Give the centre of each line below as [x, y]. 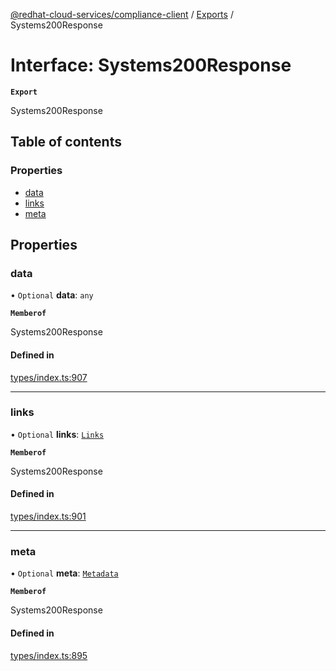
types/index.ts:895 [49, 655]
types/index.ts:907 [49, 377]
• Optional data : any [52, 295]
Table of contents [66, 142]
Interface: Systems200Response [151, 65]
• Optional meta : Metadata [64, 573]
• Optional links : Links [57, 434]
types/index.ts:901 [48, 516]
